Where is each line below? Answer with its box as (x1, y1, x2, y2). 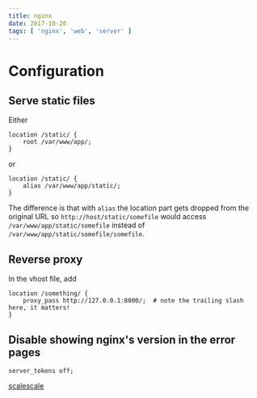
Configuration (8, 61, 105, 80)
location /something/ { (8, 290, 89, 298)
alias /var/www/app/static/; (23, 182, 121, 190)
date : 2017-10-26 (8, 19, 67, 28)
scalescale (8, 381, 44, 391)
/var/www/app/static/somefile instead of (8, 220, 145, 231)
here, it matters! (8, 304, 70, 312)
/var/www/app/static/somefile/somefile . (8, 229, 145, 239)
